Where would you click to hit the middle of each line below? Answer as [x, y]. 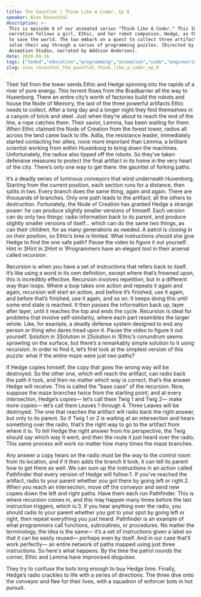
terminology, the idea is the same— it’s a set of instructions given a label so [99, 532]
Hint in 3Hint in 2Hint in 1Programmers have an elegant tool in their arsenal [98, 249]
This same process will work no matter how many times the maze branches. [100, 444]
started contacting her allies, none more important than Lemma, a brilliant [97, 142]
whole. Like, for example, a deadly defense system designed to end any [95, 324]
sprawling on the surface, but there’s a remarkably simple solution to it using [100, 343]
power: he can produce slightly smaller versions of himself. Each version [95, 211]
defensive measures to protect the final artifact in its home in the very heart [99, 161]
